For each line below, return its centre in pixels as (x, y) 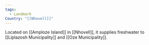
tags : (11, 9)
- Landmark (21, 14)
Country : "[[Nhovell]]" (29, 18)
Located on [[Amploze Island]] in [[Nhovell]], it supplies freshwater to (75, 32)
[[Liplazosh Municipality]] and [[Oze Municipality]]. (56, 37)
